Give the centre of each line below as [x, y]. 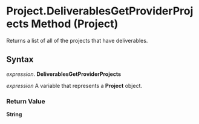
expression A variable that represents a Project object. [74, 85]
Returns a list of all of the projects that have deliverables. [77, 40]
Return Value [26, 101]
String [14, 114]
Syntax [20, 59]
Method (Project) [75, 24]
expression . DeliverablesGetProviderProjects [64, 74]
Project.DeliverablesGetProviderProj [100, 11]
